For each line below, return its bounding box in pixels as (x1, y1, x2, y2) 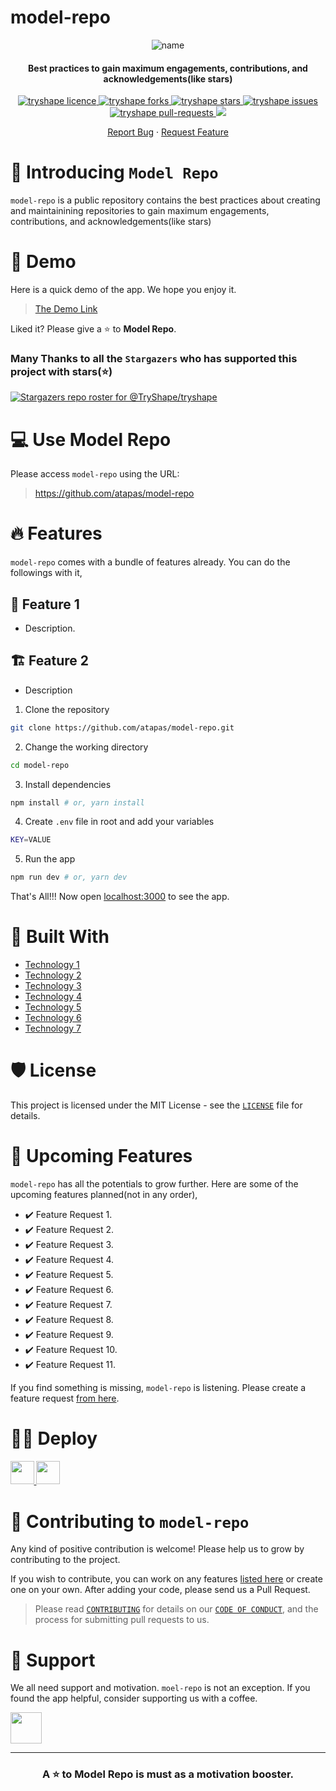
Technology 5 (24, 1001, 82, 1013)
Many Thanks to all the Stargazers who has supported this (10, 351, 298, 365)
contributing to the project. (10, 1554, 121, 1566)
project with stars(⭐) (10, 364, 113, 378)
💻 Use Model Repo (10, 428, 172, 451)
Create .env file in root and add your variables (24, 816, 215, 828)
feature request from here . (10, 1392, 120, 1404)
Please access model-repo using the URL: (10, 468, 180, 480)
